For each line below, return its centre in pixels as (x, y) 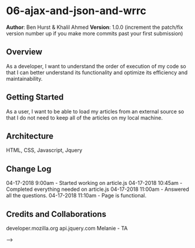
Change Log (29, 169)
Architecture (30, 136)
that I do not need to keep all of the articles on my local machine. (85, 118)
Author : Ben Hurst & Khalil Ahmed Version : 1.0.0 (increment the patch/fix (95, 27)
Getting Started (35, 97)
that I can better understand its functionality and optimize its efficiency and (97, 72)
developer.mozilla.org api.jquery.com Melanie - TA (67, 228)
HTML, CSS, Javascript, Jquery (44, 150)
